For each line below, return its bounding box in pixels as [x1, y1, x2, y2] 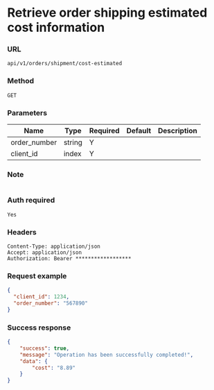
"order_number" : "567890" [13, 300, 89, 307]
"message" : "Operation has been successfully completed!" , [19, 351, 194, 358]
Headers [7, 227, 37, 237]
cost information [7, 19, 105, 35]
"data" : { [19, 357, 48, 365]
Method [7, 76, 35, 86]
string [63, 137, 83, 147]
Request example [7, 271, 67, 280]
